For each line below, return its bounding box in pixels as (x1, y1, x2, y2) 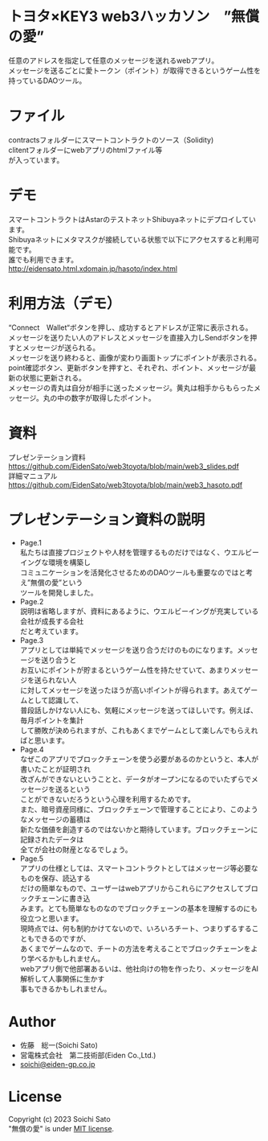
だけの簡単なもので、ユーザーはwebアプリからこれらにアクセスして (19, 883, 245, 893)
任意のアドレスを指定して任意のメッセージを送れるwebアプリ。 (8, 56, 219, 65)
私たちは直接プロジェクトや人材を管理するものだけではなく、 (19, 547, 225, 557)
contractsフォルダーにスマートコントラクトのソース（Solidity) (8, 134, 214, 145)
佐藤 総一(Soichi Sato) (19, 1040, 99, 1050)
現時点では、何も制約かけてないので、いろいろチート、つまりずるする (19, 923, 252, 933)
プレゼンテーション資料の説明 (8, 510, 205, 529)
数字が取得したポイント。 (71, 393, 156, 402)
